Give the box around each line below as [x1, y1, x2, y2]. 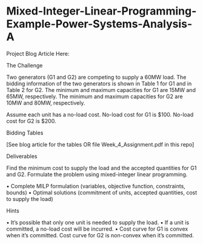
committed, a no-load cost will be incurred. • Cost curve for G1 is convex [6, 225, 188, 232]
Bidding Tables [6, 129, 44, 136]
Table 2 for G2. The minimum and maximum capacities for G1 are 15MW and [6, 86, 196, 93]
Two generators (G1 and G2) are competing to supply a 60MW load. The [6, 73, 187, 81]
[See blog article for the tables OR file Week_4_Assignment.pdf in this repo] [6, 140, 195, 148]
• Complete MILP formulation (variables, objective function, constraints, [6, 182, 186, 190]
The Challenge [6, 62, 43, 69]
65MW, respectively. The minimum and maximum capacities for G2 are [6, 93, 183, 100]
